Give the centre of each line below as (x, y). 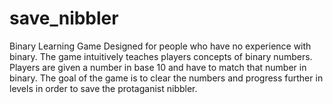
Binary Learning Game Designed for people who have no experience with (160, 46)
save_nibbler (64, 18)
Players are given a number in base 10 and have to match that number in (158, 67)
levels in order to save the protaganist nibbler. (103, 88)
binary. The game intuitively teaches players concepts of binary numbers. (161, 56)
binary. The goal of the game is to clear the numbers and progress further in (166, 78)
